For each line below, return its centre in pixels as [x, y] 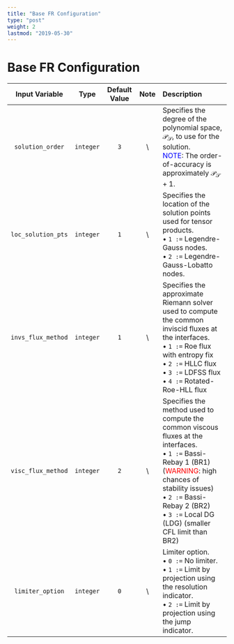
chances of [181, 479]
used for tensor [188, 221]
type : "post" [26, 20]
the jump [177, 622]
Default [119, 90]
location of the [186, 204]
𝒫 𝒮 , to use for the [191, 137]
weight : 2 [22, 27]
